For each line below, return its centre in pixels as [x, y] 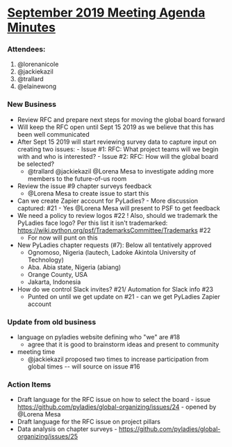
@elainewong [37, 86]
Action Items [29, 385]
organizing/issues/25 [48, 437]
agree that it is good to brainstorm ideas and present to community [123, 344]
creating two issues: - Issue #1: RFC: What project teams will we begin [118, 149]
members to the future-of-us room [77, 178]
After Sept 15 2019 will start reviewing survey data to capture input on [117, 142]
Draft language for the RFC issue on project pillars [89, 422]
